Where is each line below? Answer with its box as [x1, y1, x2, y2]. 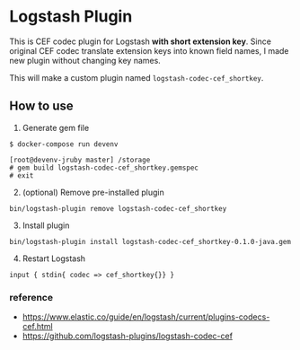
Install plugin [22, 220, 70, 231]
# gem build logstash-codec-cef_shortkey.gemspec [9, 163, 199, 172]
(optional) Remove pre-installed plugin [22, 187, 164, 197]
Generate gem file [22, 122, 90, 133]
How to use [9, 99, 74, 114]
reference [9, 291, 54, 303]
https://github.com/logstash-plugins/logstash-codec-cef [22, 330, 234, 342]
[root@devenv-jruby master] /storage [9, 155, 151, 164]
